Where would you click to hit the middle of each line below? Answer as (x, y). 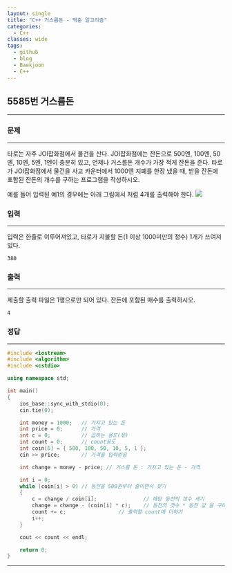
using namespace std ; (38, 379)
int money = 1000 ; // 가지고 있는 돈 (72, 423)
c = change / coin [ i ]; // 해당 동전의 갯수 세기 (118, 499)
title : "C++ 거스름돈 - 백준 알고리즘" (57, 20)
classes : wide (28, 39)
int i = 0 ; (35, 480)
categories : (24, 26)
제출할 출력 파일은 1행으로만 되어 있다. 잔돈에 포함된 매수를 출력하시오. (101, 300)
